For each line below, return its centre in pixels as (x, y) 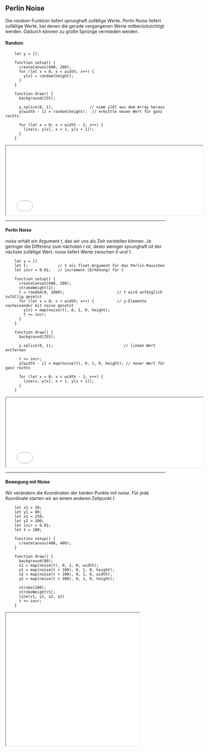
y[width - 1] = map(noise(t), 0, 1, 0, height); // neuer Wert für (92, 364)
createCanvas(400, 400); (45, 543)
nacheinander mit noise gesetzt (39, 306)
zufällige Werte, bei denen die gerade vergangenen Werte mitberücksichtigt (85, 26)
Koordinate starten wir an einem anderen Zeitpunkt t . (61, 498)
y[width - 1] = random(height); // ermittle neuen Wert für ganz (91, 112)
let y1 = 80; (28, 512)
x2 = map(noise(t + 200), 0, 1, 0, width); (66, 574)
